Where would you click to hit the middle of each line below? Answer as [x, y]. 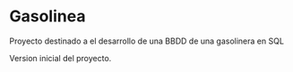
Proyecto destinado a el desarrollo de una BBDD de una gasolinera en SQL [147, 41]
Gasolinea [47, 16]
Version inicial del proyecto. [60, 58]
